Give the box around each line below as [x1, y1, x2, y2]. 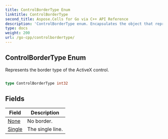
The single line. [27, 126, 63, 133]
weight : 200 [5, 30, 30, 35]
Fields [5, 94, 25, 103]
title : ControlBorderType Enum [5, 7, 70, 12]
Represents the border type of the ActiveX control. [5, 67, 109, 73]
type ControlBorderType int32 [5, 81, 68, 86]
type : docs [5, 26, 28, 31]
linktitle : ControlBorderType [5, 12, 68, 17]
